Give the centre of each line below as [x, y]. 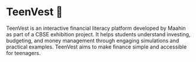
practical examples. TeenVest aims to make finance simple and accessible [97, 47]
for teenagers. [23, 53]
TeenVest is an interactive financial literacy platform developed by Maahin [96, 28]
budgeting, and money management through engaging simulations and [93, 40]
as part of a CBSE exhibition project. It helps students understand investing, [98, 34]
